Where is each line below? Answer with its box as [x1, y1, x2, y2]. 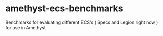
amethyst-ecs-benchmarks [5, 3, 123, 14]
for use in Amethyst [5, 24, 46, 30]
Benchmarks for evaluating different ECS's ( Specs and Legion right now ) [5, 19, 158, 25]
